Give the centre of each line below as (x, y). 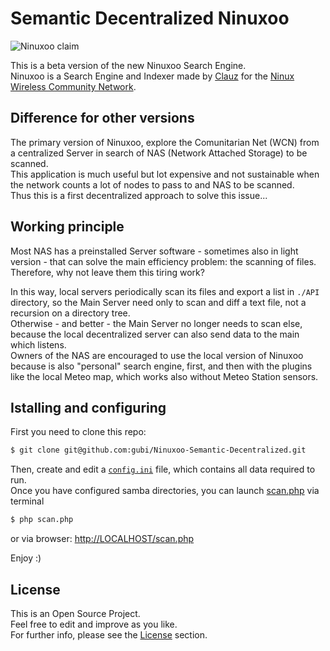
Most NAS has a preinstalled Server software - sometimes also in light (154, 251)
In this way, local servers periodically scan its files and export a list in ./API (165, 291)
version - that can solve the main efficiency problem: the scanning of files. (163, 261)
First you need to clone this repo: (78, 432)
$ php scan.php (42, 520)
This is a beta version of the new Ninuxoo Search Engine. (128, 65)
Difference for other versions (102, 118)
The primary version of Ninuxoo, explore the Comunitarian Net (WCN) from (165, 142)
